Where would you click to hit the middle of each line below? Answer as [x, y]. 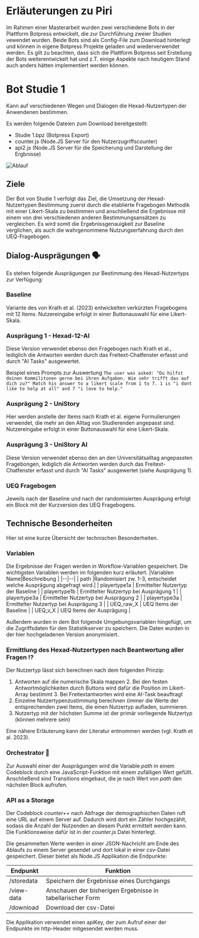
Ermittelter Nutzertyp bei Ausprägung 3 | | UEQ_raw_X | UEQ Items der [92, 604]
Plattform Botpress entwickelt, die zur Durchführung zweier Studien [89, 33]
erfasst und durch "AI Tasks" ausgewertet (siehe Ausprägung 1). [115, 470]
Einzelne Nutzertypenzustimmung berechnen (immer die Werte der [97, 701]
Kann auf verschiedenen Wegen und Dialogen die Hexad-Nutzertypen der [97, 106]
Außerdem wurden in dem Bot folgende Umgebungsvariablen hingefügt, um [99, 622]
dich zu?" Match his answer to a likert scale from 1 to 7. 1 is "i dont [99, 384]
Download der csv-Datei [80, 907]
